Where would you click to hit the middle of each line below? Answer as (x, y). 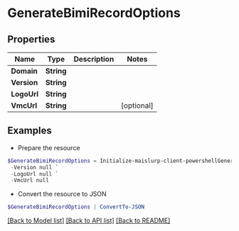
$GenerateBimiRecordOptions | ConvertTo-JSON (76, 207)
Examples (30, 131)
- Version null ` (34, 167)
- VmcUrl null (30, 181)
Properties (31, 39)
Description (94, 59)
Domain (24, 71)
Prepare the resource (49, 147)
